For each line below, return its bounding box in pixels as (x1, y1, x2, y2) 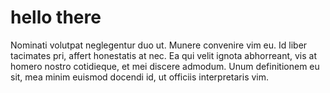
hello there (10, 6, 102, 29)
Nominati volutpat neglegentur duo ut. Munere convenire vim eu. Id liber (10, 39, 308, 51)
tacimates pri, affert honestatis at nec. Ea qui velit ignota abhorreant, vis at (10, 49, 317, 61)
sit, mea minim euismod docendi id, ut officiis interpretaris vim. (10, 71, 270, 83)
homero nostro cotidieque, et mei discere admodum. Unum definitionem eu (10, 60, 320, 72)
